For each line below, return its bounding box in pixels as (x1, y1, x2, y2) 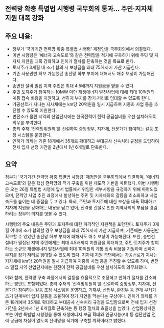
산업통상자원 (132, 305, 156, 311)
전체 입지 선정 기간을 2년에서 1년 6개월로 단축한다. (12, 144, 108, 150)
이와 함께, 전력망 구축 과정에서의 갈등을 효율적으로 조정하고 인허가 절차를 (5, 274, 143, 281)
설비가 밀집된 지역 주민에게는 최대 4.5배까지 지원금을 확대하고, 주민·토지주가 (5, 240, 150, 246)
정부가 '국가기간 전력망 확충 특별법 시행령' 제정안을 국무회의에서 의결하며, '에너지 (5, 174, 159, 180)
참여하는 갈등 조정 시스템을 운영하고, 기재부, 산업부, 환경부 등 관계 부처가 (18, 287, 157, 293)
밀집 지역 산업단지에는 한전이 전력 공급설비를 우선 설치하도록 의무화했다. (10, 264, 148, 270)
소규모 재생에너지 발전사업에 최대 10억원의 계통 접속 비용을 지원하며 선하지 (14, 246, 156, 252)
